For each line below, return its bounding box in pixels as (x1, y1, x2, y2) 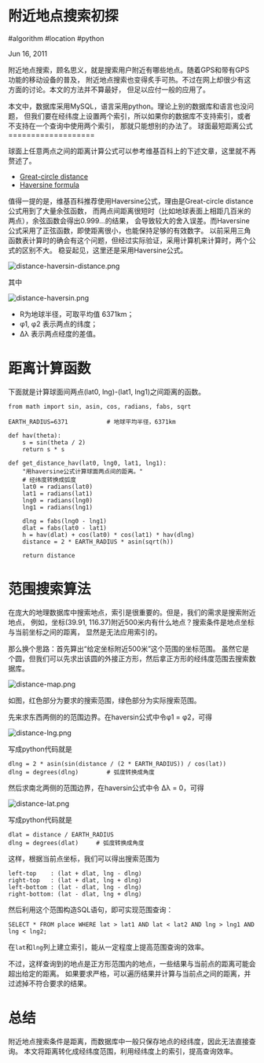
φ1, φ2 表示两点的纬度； (19, 319, 98, 329)
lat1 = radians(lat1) (22, 489, 93, 498)
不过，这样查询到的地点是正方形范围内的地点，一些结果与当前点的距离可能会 (8, 958, 256, 968)
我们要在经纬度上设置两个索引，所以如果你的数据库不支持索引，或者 (30, 111, 251, 120)
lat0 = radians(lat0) (22, 483, 93, 491)
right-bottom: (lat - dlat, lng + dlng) (8, 890, 143, 898)
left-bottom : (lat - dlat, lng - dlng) (8, 883, 143, 891)
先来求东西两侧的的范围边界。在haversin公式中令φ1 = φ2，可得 (8, 712, 213, 722)
